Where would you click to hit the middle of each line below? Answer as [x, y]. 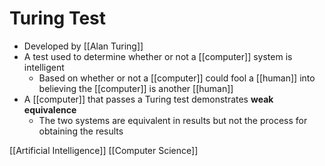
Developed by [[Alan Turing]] [83, 46]
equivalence [50, 109]
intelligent [44, 67]
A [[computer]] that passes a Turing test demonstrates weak [148, 99]
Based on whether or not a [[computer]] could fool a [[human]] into [177, 78]
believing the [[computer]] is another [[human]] [136, 88]
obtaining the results [81, 131]
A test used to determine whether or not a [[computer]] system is [158, 56]
